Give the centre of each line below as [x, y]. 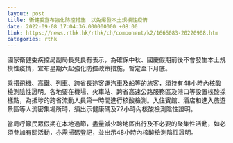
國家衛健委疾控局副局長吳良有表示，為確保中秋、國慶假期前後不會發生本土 [113, 60]
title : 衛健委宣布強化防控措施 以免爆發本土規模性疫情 [77, 20]
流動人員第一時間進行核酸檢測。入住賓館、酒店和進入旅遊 [144, 100]
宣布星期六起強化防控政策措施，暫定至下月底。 [104, 68]
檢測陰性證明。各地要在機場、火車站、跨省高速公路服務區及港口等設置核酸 [113, 92]
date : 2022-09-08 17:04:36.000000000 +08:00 [72, 26]
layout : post [26, 13]
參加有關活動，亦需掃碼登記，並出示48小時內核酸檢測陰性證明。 [105, 133]
